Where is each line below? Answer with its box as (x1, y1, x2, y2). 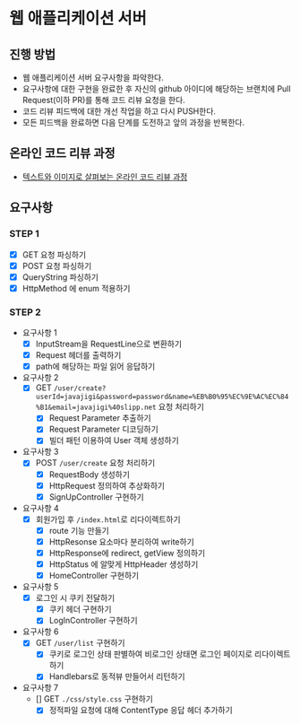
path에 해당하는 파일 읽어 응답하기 (35, 361, 156, 372)
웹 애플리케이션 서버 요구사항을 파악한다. (21, 73, 164, 83)
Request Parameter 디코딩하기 (48, 423, 159, 435)
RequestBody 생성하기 (48, 468, 130, 480)
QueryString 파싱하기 (21, 271, 99, 283)
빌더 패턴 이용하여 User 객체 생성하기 (48, 435, 179, 446)
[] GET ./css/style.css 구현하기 (35, 693, 154, 704)
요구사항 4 (21, 502, 60, 513)
